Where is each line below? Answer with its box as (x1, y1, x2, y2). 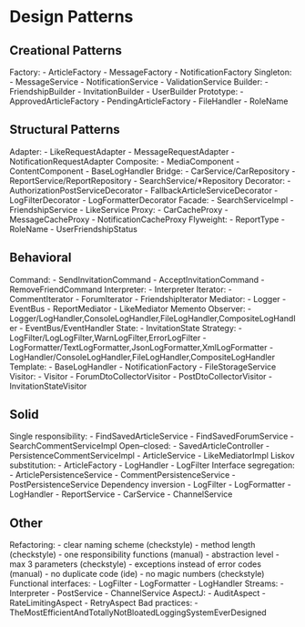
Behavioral (9, 250, 72, 266)
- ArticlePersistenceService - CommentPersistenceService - (9, 470, 237, 480)
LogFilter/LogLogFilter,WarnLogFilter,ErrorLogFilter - (9, 332, 207, 343)
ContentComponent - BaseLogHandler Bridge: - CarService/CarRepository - (9, 166, 296, 177)
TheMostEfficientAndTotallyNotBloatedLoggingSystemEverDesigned (9, 607, 267, 618)
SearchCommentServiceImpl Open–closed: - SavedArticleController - (9, 440, 270, 451)
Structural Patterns (9, 122, 120, 137)
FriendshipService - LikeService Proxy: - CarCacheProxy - (9, 204, 229, 215)
